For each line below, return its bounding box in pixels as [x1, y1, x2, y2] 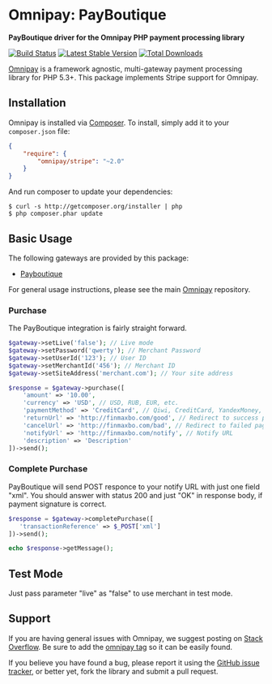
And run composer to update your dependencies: [8, 187, 173, 196]
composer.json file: [8, 126, 70, 136]
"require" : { [23, 149, 67, 157]
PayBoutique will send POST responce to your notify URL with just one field [8, 481, 261, 492]
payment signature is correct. [8, 499, 107, 509]
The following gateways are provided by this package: [8, 253, 189, 263]
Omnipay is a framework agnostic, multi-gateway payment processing [8, 63, 243, 74]
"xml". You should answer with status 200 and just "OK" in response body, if [8, 490, 263, 500]
